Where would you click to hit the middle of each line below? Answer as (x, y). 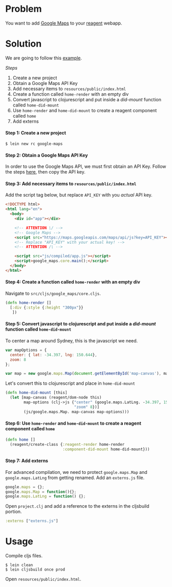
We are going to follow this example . (44, 58)
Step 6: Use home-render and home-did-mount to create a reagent (73, 423)
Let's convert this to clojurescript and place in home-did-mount (70, 383)
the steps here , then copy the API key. (45, 172)
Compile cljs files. (24, 556)
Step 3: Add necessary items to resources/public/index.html (71, 183)
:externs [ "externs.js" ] (32, 521)
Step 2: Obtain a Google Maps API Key (47, 155)
